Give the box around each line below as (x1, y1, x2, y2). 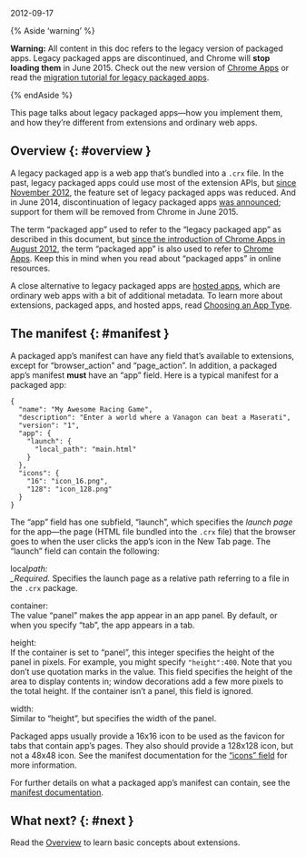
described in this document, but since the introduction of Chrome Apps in (10, 233, 286, 244)
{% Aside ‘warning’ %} (10, 26, 96, 36)
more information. (10, 760, 77, 770)
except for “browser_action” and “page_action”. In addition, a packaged (10, 360, 278, 371)
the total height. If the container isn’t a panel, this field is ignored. (10, 685, 253, 696)
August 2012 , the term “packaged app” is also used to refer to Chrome (10, 243, 274, 254)
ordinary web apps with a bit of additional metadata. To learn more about (10, 290, 283, 301)
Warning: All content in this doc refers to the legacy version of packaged (10, 43, 284, 54)
